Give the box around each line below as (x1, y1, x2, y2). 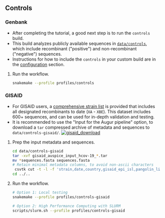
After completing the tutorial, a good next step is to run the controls (12, 30, 150, 36)
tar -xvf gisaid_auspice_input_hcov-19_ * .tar (12, 153, 107, 158)
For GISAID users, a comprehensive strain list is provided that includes (12, 103, 155, 109)
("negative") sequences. (12, 51, 62, 57)
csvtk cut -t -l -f (14, 167, 55, 172)
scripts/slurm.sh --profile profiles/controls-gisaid (12, 208, 125, 213)
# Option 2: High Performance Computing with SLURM (12, 203, 121, 209)
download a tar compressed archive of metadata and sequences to (12, 124, 150, 130)
